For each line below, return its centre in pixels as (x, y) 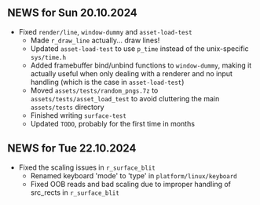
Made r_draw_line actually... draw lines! (95, 40)
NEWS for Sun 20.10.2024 (73, 13)
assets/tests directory (67, 107)
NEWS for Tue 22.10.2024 (72, 148)
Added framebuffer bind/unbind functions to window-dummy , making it (141, 65)
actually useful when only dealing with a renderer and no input (132, 73)
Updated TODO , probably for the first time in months (113, 123)
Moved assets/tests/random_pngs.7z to (94, 90)
